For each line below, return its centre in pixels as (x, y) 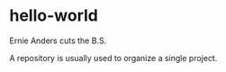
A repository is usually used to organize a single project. (113, 58)
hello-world (54, 16)
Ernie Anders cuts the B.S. (58, 40)
